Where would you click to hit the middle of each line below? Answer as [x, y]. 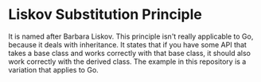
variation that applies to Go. [54, 69]
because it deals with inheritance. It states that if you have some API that [127, 44]
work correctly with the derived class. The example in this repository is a [127, 61]
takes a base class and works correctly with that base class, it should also [129, 53]
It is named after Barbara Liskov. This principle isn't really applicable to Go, [131, 36]
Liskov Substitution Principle [105, 15]
